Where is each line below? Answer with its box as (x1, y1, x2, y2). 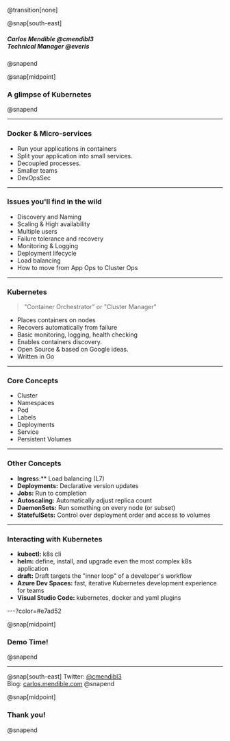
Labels (16, 413, 36, 422)
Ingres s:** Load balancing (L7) (16, 474, 105, 483)
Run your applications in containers (16, 144, 117, 153)
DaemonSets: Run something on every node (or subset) (16, 503, 176, 511)
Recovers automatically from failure (16, 324, 118, 332)
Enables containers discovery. (16, 338, 103, 346)
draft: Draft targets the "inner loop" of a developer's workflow (16, 572, 192, 580)
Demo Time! (7, 637, 49, 646)
